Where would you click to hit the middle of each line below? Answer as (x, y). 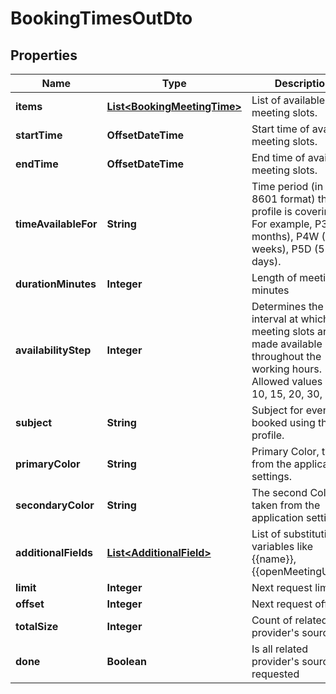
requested (275, 674)
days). (266, 261)
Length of (274, 277)
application (277, 517)
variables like (282, 546)
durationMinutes (56, 284)
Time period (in (287, 186)
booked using (283, 422)
